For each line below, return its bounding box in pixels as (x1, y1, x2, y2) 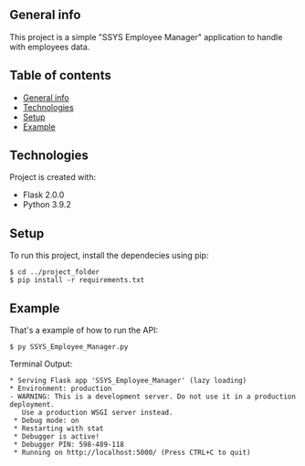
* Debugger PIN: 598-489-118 (13, 440, 125, 450)
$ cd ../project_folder (9, 268, 100, 277)
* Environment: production (9, 384, 112, 394)
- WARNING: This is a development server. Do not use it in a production (9, 392, 297, 401)
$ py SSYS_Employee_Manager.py (9, 343, 129, 352)
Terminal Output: (9, 358, 73, 369)
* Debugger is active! (13, 432, 100, 441)
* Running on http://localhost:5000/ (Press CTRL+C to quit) (13, 448, 251, 458)
